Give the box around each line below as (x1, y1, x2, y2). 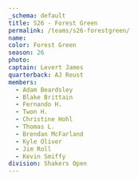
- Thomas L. (15, 123, 56, 131)
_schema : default (8, 11, 66, 20)
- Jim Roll (15, 145, 52, 153)
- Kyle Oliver (15, 137, 62, 146)
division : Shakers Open (8, 160, 88, 168)
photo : (8, 57, 30, 65)
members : (8, 78, 37, 86)
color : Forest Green (8, 41, 77, 49)
